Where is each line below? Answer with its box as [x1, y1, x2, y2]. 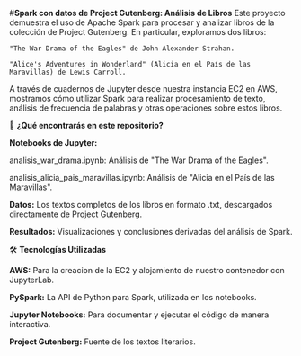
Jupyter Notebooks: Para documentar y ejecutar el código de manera [9, 309, 270, 320]
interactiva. [9, 319, 51, 329]
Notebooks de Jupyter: [9, 138, 98, 147]
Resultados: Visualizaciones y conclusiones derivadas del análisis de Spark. [9, 227, 294, 236]
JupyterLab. [9, 274, 55, 285]
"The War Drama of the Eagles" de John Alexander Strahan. [9, 44, 235, 53]
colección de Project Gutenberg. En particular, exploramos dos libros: [9, 27, 267, 37]
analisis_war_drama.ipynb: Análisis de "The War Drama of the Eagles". [9, 155, 269, 165]
